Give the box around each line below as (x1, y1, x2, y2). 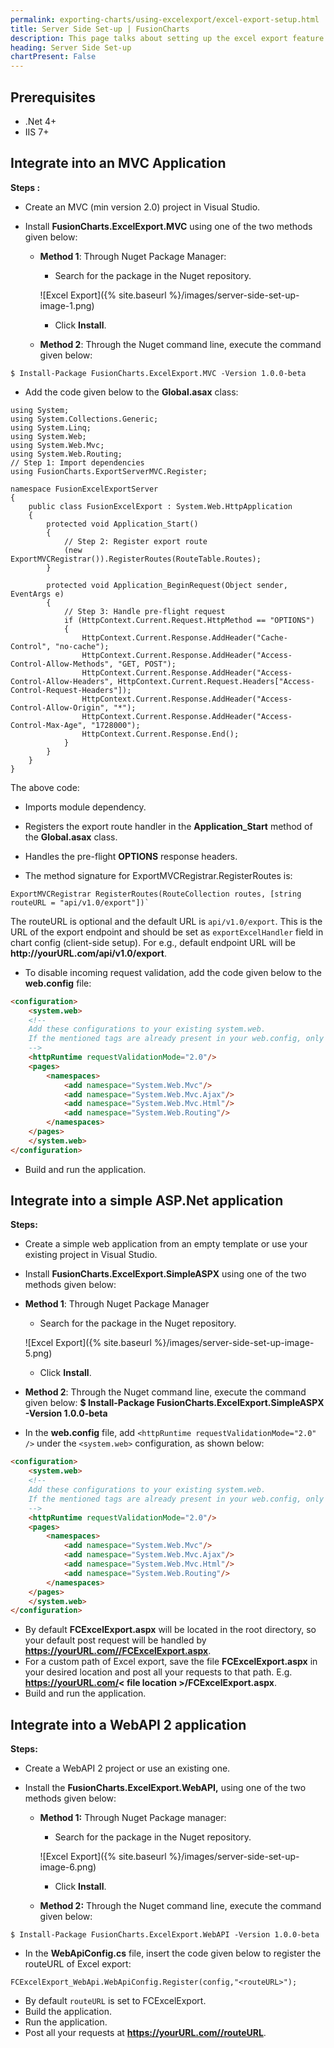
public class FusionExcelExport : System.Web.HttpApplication (28, 501, 293, 511)
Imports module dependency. (24, 801, 147, 813)
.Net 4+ (24, 115, 57, 127)
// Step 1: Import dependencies (10, 457, 145, 468)
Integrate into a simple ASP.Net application (10, 1192, 284, 1210)
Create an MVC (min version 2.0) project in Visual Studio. (24, 201, 261, 213)
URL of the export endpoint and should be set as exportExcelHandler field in (10, 926, 324, 938)
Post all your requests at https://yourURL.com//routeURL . (24, 2027, 267, 2039)
